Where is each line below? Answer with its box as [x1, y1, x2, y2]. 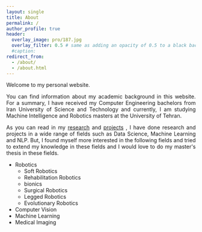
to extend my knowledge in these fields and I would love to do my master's [6, 143, 196, 151]
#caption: [11, 48, 36, 54]
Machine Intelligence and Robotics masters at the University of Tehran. [6, 112, 182, 119]
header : [6, 31, 26, 37]
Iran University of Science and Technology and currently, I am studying [6, 106, 196, 113]
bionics [23, 180, 43, 187]
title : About [6, 14, 39, 20]
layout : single [6, 8, 44, 15]
